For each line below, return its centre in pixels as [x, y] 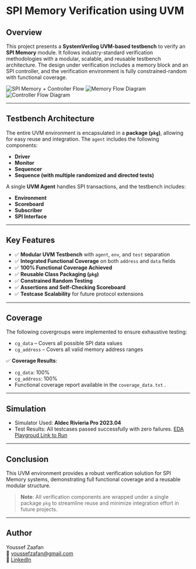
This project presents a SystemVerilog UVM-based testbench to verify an [96, 46]
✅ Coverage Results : [32, 361]
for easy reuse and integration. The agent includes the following [83, 139]
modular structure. [28, 485]
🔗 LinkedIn [19, 560]
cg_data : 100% [32, 373]
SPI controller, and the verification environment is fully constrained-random [97, 71]
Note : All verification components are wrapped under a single [94, 497]
